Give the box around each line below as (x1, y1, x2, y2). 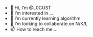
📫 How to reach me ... (10, 26, 58, 32)
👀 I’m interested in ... (10, 10, 54, 16)
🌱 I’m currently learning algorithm (10, 15, 81, 21)
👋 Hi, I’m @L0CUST (10, 5, 51, 10)
